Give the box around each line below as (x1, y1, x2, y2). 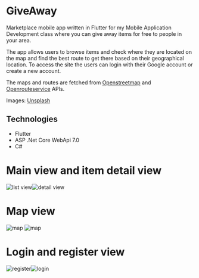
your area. (6, 36, 32, 44)
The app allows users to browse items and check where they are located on (6, 48, 192, 55)
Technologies (6, 114, 58, 124)
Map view (6, 204, 55, 218)
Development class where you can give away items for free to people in (6, 30, 182, 37)
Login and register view (6, 245, 125, 258)
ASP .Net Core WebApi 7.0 (14, 136, 79, 143)
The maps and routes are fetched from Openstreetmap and (6, 79, 151, 86)
